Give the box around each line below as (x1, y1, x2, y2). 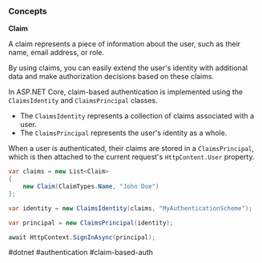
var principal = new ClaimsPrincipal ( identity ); (8, 218, 174, 227)
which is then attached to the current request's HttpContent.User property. (8, 152, 255, 161)
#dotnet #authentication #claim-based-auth (8, 248, 154, 257)
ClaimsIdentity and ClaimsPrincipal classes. (8, 96, 158, 106)
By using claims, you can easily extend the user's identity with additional (8, 63, 248, 73)
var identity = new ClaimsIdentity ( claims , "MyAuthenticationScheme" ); (8, 204, 252, 213)
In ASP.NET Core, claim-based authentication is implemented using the (8, 87, 243, 97)
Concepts (8, 6, 48, 17)
